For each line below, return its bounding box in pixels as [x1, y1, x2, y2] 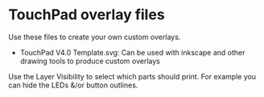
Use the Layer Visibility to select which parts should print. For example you [8, 71, 256, 81]
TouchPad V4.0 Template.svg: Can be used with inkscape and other [19, 47, 245, 57]
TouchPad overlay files [8, 6, 165, 24]
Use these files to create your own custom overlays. [8, 32, 181, 42]
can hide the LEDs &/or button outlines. [8, 80, 138, 90]
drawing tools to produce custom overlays [19, 56, 161, 66]
